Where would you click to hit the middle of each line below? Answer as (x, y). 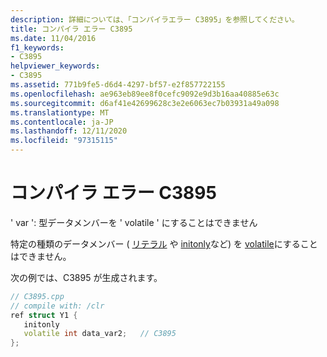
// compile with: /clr (57, 306)
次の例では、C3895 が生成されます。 (86, 277)
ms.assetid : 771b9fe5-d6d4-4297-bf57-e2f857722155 (118, 85)
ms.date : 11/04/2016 (53, 38)
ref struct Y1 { (44, 315)
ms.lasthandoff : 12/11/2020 (69, 131)
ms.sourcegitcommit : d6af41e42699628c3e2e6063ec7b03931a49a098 (145, 103)
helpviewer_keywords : (55, 66)
